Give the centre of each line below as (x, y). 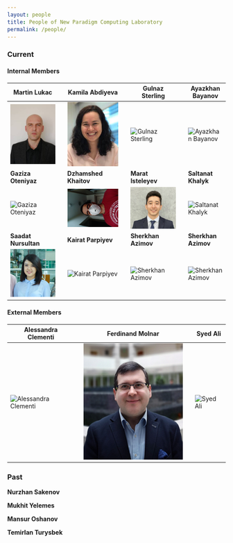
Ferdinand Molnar (133, 333)
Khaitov (78, 181)
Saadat (20, 236)
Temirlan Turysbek (35, 533)
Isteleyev (144, 181)
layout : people (29, 15)
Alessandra (41, 330)
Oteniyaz (24, 181)
